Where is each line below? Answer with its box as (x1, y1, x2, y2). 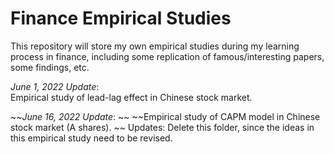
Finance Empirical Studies (10, 7, 232, 30)
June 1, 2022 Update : (10, 80, 100, 92)
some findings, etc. (10, 61, 90, 73)
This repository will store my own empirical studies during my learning (10, 40, 300, 52)
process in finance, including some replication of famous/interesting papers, (10, 50, 325, 62)
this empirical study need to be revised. (10, 132, 173, 144)
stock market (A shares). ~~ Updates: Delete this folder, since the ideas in (10, 121, 315, 133)
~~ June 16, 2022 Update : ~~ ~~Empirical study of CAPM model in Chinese (10, 110, 321, 122)
